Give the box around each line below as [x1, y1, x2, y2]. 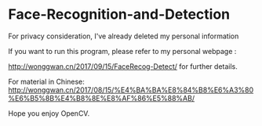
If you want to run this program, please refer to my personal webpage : [8, 46, 237, 56]
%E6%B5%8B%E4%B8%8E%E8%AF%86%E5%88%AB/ [8, 93, 195, 103]
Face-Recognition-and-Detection [8, 5, 231, 23]
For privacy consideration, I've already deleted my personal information [8, 31, 239, 41]
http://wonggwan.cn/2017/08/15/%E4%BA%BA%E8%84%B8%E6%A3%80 [8, 85, 254, 95]
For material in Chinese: [8, 77, 85, 86]
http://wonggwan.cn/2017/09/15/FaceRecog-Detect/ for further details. [8, 61, 238, 71]
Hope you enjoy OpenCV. [8, 108, 90, 118]
